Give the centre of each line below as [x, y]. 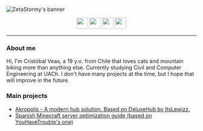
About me [21, 48]
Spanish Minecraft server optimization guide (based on [83, 115]
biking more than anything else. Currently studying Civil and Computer [94, 68]
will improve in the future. [38, 81]
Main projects [27, 96]
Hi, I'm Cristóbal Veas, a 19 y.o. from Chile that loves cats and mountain [95, 61]
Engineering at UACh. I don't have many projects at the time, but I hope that [100, 74]
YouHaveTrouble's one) [44, 122]
